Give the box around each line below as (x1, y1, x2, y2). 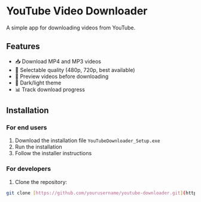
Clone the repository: (14, 178, 68, 185)
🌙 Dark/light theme (14, 79, 62, 86)
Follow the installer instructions (14, 150, 92, 157)
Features (6, 41, 40, 52)
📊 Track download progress (14, 86, 86, 93)
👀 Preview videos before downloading (14, 73, 109, 80)
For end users (6, 123, 47, 132)
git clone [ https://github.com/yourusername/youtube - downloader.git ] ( (6, 190, 186, 196)
